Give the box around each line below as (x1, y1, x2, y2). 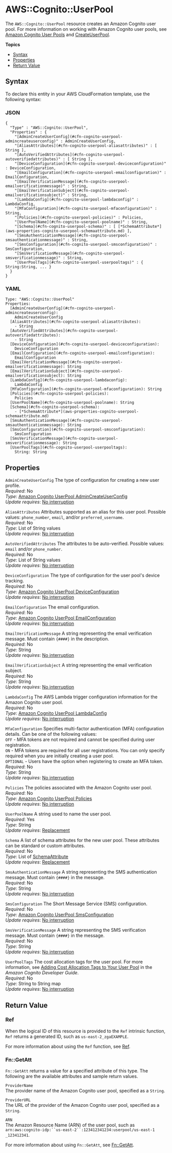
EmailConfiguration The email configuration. (5, 604, 100, 610)
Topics (5, 41, 21, 47)
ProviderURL (5, 1098, 31, 1103)
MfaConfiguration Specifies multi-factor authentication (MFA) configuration (5, 726, 164, 732)
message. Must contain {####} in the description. (5, 636, 109, 642)
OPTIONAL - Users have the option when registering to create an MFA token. (5, 758, 163, 765)
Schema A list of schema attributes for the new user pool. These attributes (5, 837, 160, 844)
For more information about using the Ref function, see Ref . (5, 1043, 131, 1049)
